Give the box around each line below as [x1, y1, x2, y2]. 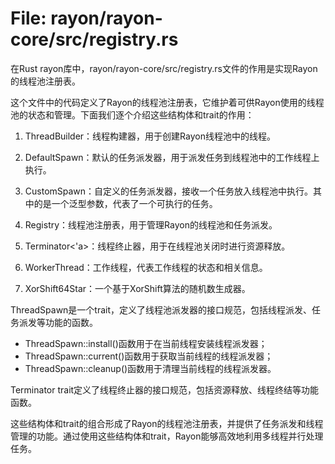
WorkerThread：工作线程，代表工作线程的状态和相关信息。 [24, 261, 268, 273]
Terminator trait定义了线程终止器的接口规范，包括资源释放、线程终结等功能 [10, 383, 320, 396]
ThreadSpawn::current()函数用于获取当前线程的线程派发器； [24, 350, 274, 362]
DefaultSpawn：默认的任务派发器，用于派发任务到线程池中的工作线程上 [24, 151, 320, 163]
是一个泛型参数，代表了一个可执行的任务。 [42, 197, 218, 209]
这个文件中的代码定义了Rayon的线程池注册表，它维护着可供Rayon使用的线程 [10, 96, 325, 108]
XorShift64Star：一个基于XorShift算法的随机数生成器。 [24, 282, 251, 294]
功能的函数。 [44, 316, 98, 328]
